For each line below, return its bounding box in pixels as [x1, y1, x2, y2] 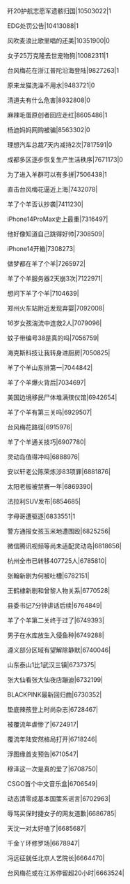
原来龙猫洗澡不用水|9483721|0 [7, 81, 95, 90]
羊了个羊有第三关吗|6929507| [7, 408, 92, 416]
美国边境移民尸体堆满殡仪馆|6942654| [7, 393, 117, 401]
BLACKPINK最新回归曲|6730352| [7, 690, 102, 699]
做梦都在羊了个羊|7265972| [7, 259, 86, 268]
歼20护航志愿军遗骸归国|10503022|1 [7, 7, 111, 15]
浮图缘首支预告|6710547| [7, 750, 79, 758]
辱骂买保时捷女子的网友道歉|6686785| [7, 809, 117, 818]
